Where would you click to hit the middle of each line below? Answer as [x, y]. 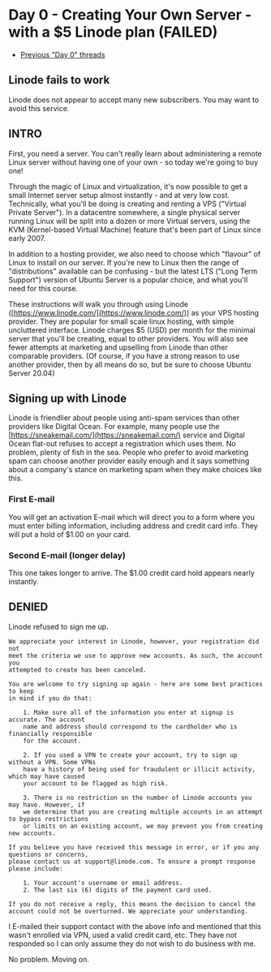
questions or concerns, [49, 854]
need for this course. [43, 288]
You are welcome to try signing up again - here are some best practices [136, 684]
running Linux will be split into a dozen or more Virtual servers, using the [129, 221]
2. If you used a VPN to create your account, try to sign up [130, 755]
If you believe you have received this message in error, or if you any [134, 847]
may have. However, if [47, 805]
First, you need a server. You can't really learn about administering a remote [135, 153]
